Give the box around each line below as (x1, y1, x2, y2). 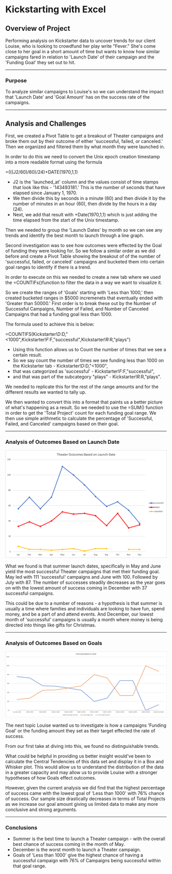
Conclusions (5, 824, 37, 831)
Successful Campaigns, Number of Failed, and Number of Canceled (5, 306, 149, 312)
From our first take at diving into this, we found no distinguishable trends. (5, 743, 160, 749)
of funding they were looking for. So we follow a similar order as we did (5, 248, 155, 254)
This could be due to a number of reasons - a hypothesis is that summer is (5, 600, 163, 606)
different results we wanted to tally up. (5, 389, 87, 395)
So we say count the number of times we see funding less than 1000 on (12, 357, 164, 363)
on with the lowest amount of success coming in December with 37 (5, 584, 147, 591)
